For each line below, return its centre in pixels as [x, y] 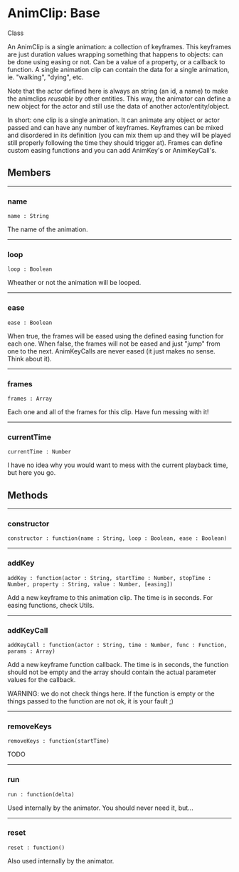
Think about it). [30, 359]
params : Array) [31, 651]
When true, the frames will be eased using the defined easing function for [116, 336]
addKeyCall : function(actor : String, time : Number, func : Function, [117, 645]
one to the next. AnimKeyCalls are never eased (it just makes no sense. [111, 351]
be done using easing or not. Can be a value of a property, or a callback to [116, 61]
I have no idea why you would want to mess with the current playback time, [118, 465]
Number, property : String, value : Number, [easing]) [90, 584]
